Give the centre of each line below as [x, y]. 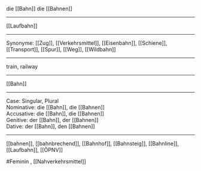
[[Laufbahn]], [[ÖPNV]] [35, 150]
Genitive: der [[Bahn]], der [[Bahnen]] [52, 120]
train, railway [22, 66]
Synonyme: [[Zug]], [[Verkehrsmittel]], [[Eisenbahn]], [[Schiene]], [87, 43]
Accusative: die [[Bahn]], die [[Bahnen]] [55, 114]
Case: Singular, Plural [32, 101]
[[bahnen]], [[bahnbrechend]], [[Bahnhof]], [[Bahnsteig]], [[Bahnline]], [93, 143]
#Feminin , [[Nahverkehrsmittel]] [46, 161]
